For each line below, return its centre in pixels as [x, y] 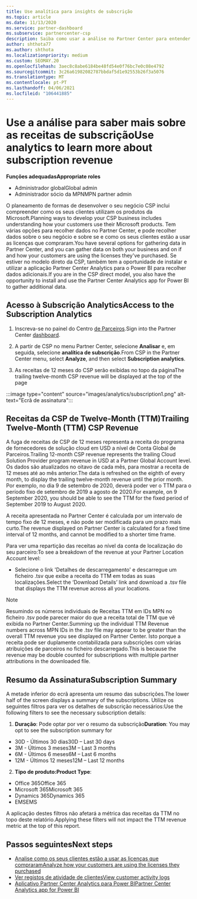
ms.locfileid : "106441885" [39, 93]
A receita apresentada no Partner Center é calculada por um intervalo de [94, 516]
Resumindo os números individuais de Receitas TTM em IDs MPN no [89, 611]
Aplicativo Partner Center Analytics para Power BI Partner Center [93, 883]
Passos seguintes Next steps [59, 844]
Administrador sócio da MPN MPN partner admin [73, 194]
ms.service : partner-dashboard [44, 28]
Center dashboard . [37, 335]
